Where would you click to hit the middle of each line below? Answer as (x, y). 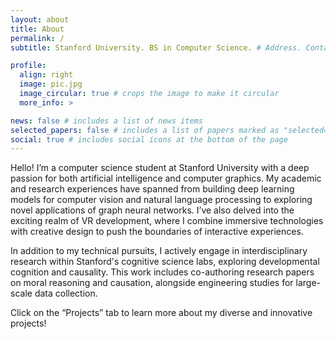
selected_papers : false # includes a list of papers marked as (145, 130)
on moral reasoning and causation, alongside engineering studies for (152, 283)
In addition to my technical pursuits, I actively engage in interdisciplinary (159, 251)
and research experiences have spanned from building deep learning (152, 189)
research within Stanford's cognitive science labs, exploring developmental (165, 262)
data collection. (66, 293)
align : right (46, 75)
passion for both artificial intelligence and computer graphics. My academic (166, 178)
